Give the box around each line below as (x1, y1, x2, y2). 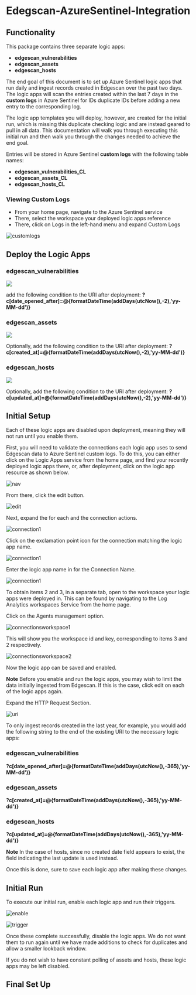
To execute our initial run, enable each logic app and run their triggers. (6, 898, 176, 906)
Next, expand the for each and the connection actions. (6, 514, 137, 522)
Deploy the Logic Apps (6, 249, 91, 259)
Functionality (6, 28, 56, 38)
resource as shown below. (6, 469, 69, 476)
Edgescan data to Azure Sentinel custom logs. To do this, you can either (6, 450, 180, 458)
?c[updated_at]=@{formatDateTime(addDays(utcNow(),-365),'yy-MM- (6, 831, 184, 838)
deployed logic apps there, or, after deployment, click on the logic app (6, 463, 176, 470)
